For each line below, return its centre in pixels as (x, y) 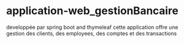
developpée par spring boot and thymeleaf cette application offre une (92, 27)
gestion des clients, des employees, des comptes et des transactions (91, 33)
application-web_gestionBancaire (92, 11)
